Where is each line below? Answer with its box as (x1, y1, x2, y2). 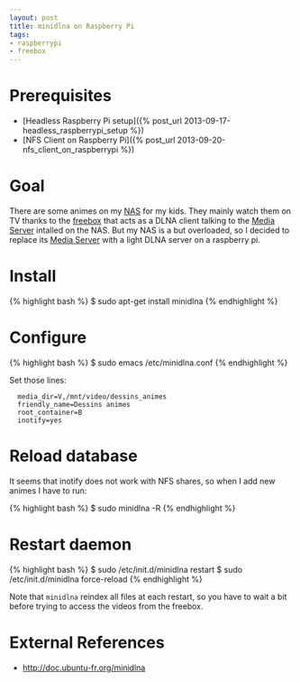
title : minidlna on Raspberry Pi (9, 22, 135, 31)
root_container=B (17, 408, 83, 417)
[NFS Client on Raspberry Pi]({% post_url (22, 134, 176, 145)
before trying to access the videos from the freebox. (9, 601, 204, 612)
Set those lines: (9, 374, 68, 385)
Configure (9, 327, 87, 348)
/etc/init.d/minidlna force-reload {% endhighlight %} (9, 574, 203, 585)
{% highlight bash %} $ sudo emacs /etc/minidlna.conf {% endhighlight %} (9, 357, 288, 368)
